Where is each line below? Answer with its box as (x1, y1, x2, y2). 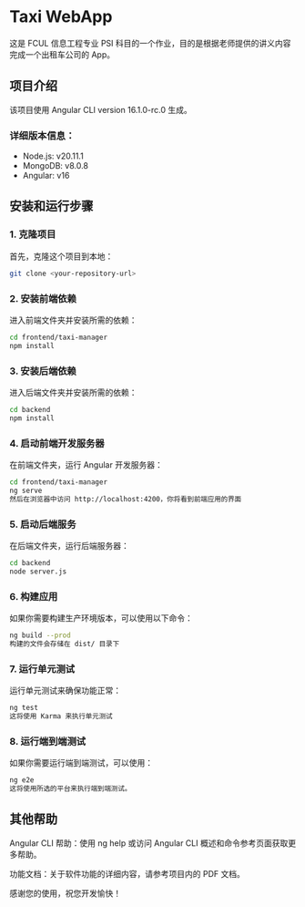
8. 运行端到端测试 (9, 735, 86, 747)
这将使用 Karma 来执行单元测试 (9, 711, 113, 721)
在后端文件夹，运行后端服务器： (9, 540, 129, 551)
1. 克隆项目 (9, 228, 56, 241)
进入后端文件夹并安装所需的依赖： (9, 387, 137, 397)
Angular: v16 (22, 170, 70, 181)
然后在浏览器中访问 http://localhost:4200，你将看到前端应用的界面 (9, 494, 242, 503)
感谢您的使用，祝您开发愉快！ (9, 887, 121, 899)
